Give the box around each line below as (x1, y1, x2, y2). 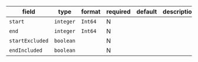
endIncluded (9, 47, 43, 54)
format (81, 8, 101, 15)
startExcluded (9, 38, 49, 44)
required (105, 8, 131, 15)
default (136, 8, 157, 15)
